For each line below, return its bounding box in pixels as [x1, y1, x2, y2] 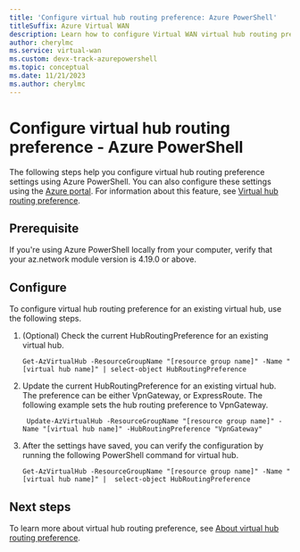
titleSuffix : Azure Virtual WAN [9, 21, 129, 30]
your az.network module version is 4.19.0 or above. [9, 254, 196, 264]
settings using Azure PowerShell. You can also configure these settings [9, 176, 272, 187]
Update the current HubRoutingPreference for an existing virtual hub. [21, 381, 277, 391]
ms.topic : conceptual [9, 63, 90, 72]
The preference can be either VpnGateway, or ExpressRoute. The [21, 390, 263, 401]
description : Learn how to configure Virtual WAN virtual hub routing [9, 29, 278, 38]
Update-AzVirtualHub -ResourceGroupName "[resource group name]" [26, 417, 275, 426]
